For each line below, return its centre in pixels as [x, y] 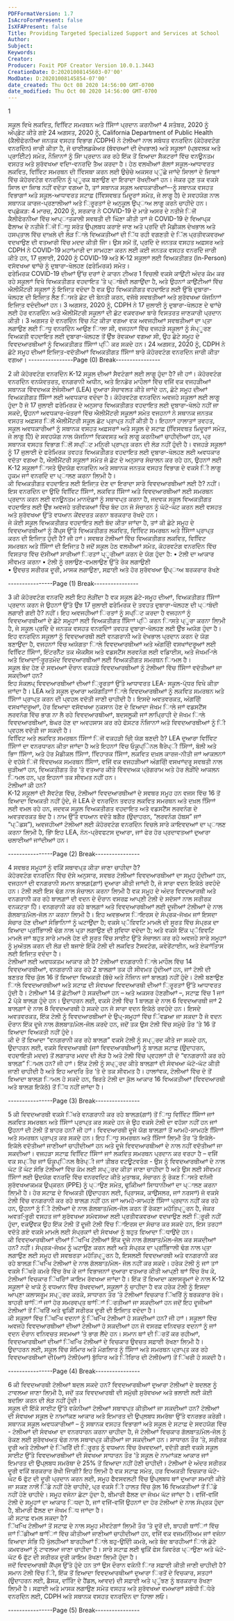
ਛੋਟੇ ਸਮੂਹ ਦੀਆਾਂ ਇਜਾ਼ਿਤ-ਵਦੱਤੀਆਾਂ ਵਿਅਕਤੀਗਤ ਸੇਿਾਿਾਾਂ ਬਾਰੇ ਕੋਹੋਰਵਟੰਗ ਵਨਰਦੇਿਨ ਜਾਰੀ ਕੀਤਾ [114, 352]
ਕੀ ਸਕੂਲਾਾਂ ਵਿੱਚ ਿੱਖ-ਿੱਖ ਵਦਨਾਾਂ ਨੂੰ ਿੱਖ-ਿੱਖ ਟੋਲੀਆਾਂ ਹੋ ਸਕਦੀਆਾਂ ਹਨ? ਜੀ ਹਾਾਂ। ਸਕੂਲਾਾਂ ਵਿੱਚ [112, 1318]
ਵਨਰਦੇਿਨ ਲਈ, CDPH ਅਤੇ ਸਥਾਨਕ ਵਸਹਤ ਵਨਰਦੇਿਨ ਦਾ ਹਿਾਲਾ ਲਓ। [88, 1597]
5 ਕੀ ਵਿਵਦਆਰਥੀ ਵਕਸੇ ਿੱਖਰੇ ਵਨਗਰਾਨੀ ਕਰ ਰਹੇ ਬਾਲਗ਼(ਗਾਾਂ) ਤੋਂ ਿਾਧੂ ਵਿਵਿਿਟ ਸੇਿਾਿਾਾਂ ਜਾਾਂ [111, 1115]
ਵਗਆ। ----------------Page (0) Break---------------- [84, 360]
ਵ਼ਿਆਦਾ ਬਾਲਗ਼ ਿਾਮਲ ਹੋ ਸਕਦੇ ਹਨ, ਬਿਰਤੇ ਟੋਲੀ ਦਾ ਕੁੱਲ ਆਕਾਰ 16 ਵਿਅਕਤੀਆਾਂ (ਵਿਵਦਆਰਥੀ [117, 1079]
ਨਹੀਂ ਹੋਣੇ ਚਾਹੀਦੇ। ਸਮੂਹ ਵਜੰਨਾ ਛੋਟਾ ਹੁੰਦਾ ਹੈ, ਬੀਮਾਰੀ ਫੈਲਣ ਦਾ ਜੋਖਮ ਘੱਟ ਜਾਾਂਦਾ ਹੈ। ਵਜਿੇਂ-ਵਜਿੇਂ [113, 1494]
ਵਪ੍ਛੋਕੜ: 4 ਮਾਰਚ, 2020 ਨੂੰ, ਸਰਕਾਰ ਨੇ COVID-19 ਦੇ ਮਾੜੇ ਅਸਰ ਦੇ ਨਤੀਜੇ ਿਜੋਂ [102, 211]
